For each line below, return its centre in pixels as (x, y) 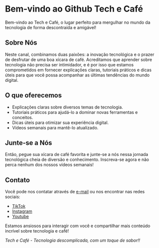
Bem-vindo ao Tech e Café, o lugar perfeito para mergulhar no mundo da (78, 22)
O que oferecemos (33, 95)
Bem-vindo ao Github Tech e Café (74, 9)
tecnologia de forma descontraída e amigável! (51, 27)
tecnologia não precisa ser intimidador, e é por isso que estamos (69, 64)
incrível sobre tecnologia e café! (37, 231)
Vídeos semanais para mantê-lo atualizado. (55, 127)
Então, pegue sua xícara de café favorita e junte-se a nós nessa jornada (77, 155)
